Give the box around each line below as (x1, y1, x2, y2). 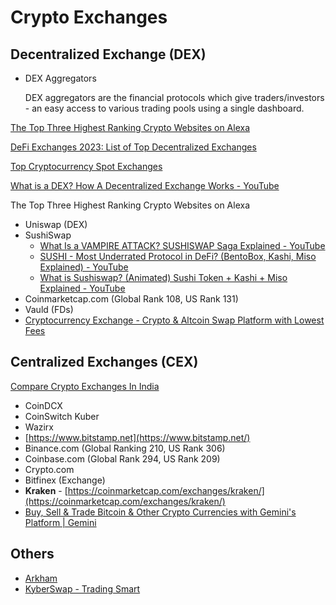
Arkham (24, 572, 58, 584)
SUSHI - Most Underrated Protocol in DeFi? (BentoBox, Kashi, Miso (39, 251, 317, 262)
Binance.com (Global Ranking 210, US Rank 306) (24, 442, 226, 454)
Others (10, 546, 55, 563)
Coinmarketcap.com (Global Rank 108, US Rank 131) (24, 293, 239, 305)
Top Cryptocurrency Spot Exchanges (10, 161, 163, 172)
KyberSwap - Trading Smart (24, 582, 141, 595)
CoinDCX (24, 399, 63, 411)
